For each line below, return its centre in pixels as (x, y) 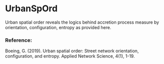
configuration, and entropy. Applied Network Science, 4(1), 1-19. (70, 56)
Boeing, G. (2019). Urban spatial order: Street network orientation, (72, 51)
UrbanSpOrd (31, 9)
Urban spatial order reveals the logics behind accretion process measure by (82, 22)
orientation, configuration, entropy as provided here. (58, 27)
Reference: (19, 40)
